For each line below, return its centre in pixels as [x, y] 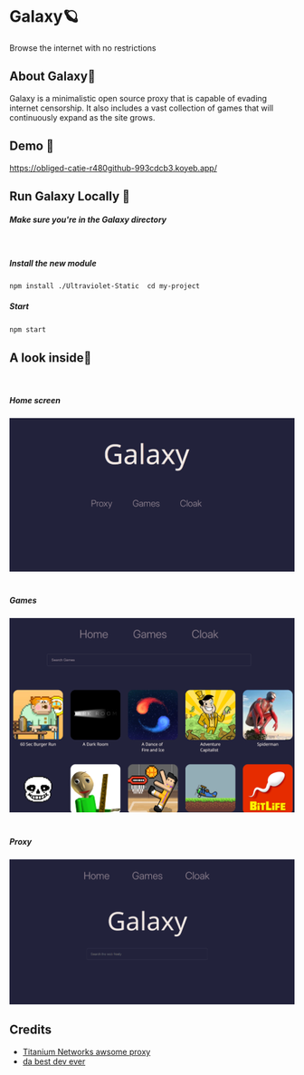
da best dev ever [54, 1061]
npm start [28, 329]
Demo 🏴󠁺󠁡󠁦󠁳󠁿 [32, 146]
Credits [31, 1030]
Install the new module [53, 263]
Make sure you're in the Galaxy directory [88, 219]
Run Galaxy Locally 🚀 [70, 196]
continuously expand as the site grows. [82, 117]
